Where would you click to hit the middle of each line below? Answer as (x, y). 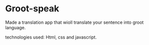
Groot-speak (32, 9)
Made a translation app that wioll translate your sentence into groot (74, 22)
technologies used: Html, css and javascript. (51, 37)
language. (16, 27)
